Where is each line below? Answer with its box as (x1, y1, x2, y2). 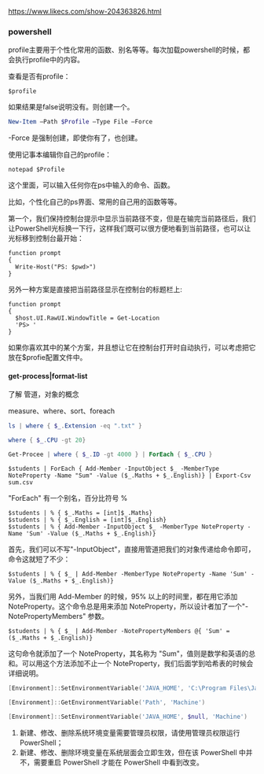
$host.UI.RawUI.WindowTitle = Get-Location (15, 314, 159, 322)
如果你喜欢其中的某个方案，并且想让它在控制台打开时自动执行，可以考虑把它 (8, 343, 256, 353)
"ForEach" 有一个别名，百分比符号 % (8, 494, 128, 502)
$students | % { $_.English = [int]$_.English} (8, 516, 167, 524)
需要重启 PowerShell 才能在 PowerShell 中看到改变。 (33, 757, 204, 767)
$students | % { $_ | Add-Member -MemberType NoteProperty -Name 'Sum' (8, 570, 247, 578)
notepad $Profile (8, 165, 65, 174)
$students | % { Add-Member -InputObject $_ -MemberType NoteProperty (8, 523, 244, 531)
